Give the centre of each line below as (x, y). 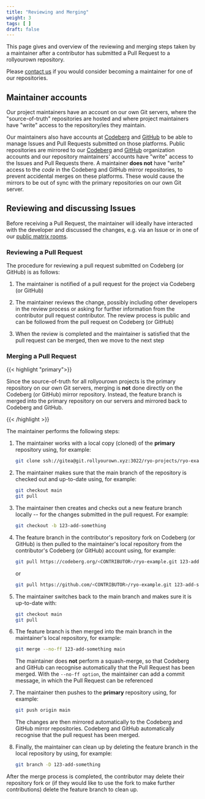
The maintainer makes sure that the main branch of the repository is (101, 473)
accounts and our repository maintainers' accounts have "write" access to (100, 156)
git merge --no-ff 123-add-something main (70, 649)
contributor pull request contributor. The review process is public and (102, 315)
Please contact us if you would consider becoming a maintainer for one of (99, 72)
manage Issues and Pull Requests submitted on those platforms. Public (96, 144)
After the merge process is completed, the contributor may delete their (95, 776)
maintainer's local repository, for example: (68, 638)
